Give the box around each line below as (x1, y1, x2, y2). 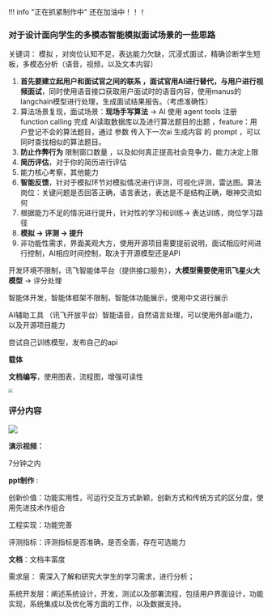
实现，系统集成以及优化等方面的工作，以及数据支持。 (8, 599, 186, 609)
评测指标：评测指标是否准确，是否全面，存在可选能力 (8, 537, 186, 547)
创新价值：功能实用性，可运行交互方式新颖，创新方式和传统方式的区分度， (8, 493, 257, 503)
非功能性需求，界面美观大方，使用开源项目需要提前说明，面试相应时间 (19, 238, 255, 249)
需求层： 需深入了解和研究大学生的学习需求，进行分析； (8, 571, 195, 581)
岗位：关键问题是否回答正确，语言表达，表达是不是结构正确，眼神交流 (19, 188, 255, 198)
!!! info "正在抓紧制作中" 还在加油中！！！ (8, 7, 147, 16)
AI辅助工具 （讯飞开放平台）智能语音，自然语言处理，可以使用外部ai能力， (8, 310, 257, 320)
